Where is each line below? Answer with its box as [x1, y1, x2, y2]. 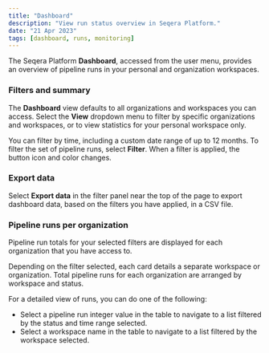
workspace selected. [19, 335, 90, 345]
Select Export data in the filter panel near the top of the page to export [8, 190, 243, 201]
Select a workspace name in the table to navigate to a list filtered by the [19, 327, 258, 337]
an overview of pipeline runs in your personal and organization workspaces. [8, 65, 259, 75]
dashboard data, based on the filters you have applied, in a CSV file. [8, 199, 234, 209]
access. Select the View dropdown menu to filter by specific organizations [8, 112, 255, 121]
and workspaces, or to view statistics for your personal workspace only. [8, 120, 247, 129]
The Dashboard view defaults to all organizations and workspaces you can [8, 103, 257, 112]
